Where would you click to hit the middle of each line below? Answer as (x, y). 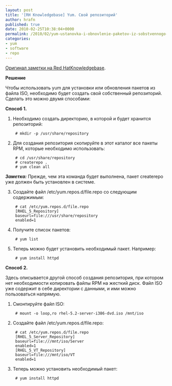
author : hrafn (20, 20)
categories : (18, 39)
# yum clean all (33, 167)
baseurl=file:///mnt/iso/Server (50, 341)
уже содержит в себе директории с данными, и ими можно (71, 288)
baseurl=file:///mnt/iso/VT (45, 355)
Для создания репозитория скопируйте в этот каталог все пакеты (85, 143)
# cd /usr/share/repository (45, 158)
